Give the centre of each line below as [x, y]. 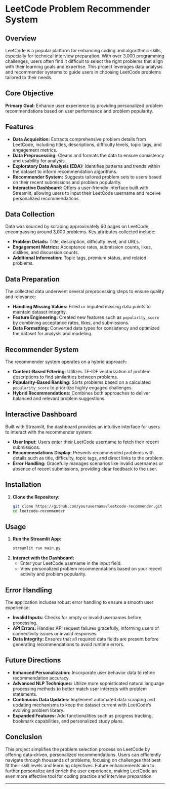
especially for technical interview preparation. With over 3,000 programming [85, 56]
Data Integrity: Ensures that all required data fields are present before [86, 639]
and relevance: [21, 297]
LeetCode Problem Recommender [78, 9]
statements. [25, 694]
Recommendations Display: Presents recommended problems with [83, 452]
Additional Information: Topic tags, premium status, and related [79, 258]
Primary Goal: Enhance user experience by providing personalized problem [84, 105]
